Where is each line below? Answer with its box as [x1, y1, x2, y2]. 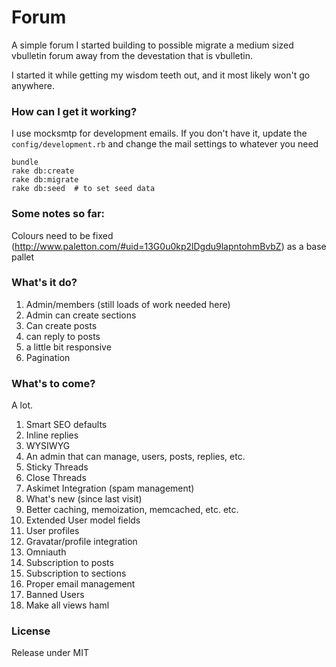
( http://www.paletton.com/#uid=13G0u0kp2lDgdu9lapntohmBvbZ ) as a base [11, 240, 327, 252]
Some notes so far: [11, 207, 106, 221]
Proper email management [25, 578, 136, 590]
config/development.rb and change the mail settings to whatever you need [11, 138, 319, 150]
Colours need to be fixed [11, 229, 114, 241]
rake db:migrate [11, 175, 79, 185]
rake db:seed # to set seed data [11, 184, 156, 194]
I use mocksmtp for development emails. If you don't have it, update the [11, 127, 308, 140]
